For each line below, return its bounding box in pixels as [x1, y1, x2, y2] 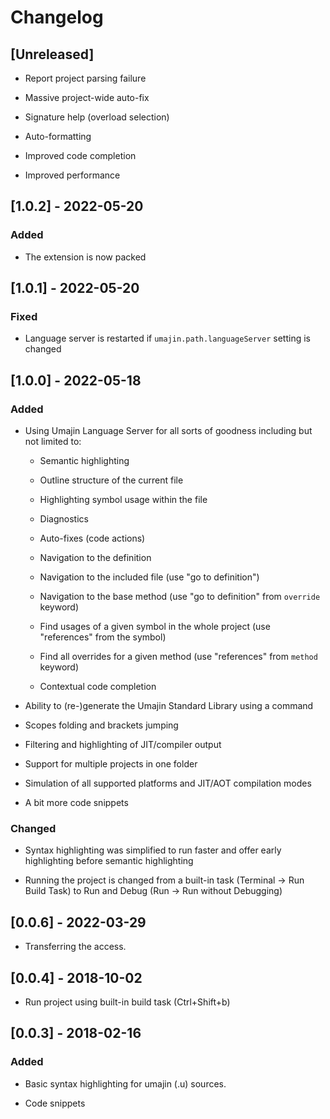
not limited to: [24, 436, 82, 448]
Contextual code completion [39, 681, 157, 693]
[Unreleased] [10, 46, 95, 63]
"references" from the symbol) [39, 631, 167, 643]
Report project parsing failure [24, 72, 147, 84]
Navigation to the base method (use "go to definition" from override [39, 591, 321, 603]
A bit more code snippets [24, 797, 129, 809]
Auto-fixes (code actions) [39, 532, 146, 545]
